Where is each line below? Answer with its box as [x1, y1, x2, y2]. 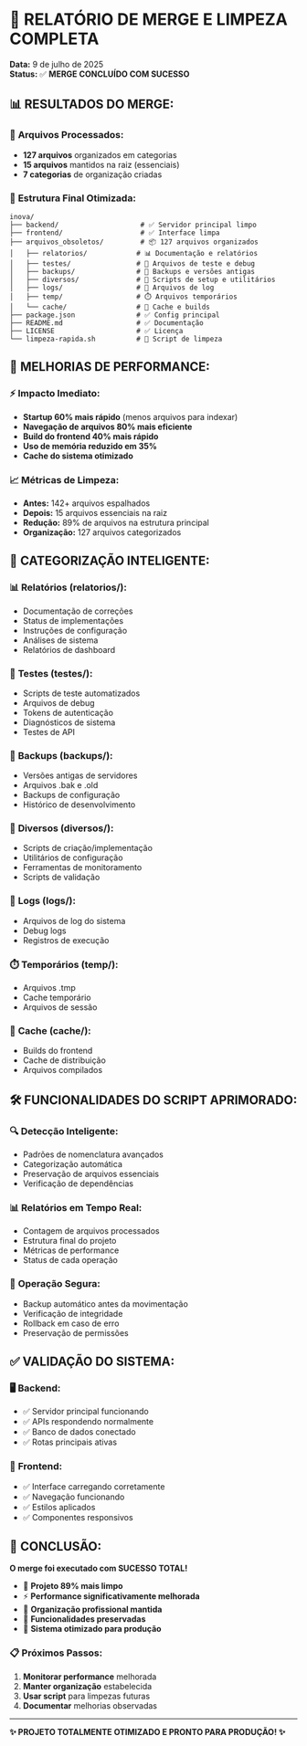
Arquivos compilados [22, 1065, 103, 1076]
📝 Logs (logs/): [9, 895, 76, 908]
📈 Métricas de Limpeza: [9, 473, 120, 486]
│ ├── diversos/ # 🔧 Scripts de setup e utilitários [9, 275, 276, 284]
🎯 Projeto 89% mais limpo [22, 1581, 123, 1592]
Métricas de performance [22, 1245, 120, 1256]
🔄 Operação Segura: [9, 1278, 101, 1290]
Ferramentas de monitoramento [22, 862, 143, 873]
